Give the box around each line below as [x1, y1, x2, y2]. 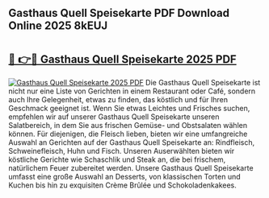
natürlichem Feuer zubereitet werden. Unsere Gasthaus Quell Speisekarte [8, 163, 254, 172]
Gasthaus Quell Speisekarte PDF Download [8, 6, 230, 20]
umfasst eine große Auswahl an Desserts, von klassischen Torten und [8, 172, 241, 181]
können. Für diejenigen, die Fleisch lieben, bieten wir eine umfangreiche [8, 129, 248, 138]
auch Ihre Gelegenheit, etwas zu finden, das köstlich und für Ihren [8, 95, 229, 104]
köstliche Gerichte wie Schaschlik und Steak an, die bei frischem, [8, 155, 226, 164]
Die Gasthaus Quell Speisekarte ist [145, 78, 261, 87]
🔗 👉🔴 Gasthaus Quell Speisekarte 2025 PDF [8, 52, 237, 66]
